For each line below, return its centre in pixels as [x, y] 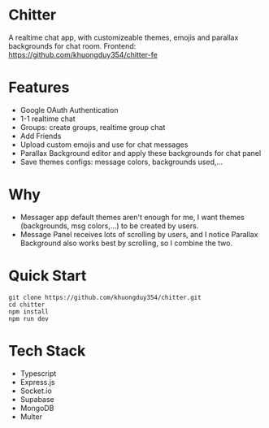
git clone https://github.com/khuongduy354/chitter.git [105, 297]
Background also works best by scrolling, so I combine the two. [126, 243]
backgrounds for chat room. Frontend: [72, 45]
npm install [28, 311]
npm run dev [28, 318]
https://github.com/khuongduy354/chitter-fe [83, 54]
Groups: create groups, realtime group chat [93, 127]
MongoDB [37, 408]
